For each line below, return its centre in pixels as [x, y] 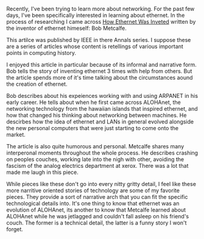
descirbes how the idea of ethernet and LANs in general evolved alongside [100, 122]
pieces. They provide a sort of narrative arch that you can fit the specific [97, 197]
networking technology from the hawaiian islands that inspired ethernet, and [102, 109]
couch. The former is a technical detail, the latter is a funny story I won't [97, 223]
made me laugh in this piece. [42, 172]
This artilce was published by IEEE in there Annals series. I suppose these [99, 40]
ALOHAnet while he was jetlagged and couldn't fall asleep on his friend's [98, 216]
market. [16, 134]
